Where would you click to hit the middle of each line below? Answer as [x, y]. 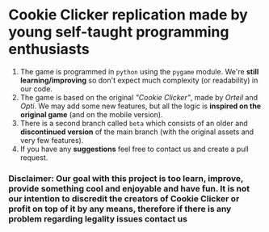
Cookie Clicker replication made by [128, 15]
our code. [36, 89]
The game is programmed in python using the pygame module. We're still [139, 71]
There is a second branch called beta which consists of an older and [134, 123]
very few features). [52, 140]
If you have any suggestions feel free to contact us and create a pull [134, 149]
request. [34, 157]
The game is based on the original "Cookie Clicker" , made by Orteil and [139, 97]
